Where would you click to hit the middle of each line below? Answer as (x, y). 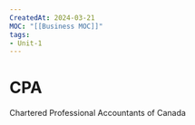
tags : (19, 34)
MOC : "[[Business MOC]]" (56, 26)
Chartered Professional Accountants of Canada (97, 113)
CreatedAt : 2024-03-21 (52, 18)
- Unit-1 (26, 43)
